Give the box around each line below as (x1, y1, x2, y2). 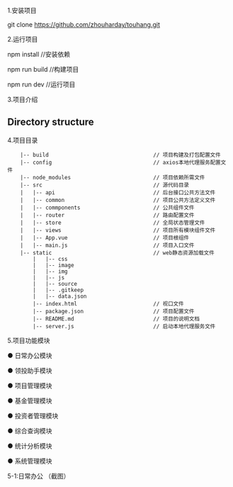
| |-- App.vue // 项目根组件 (20, 234, 190, 241)
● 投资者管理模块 (7, 411, 59, 420)
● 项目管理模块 (7, 381, 52, 390)
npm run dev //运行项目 (7, 80, 76, 89)
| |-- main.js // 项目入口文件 (20, 242, 195, 249)
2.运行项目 (7, 35, 38, 43)
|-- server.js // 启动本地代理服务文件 (33, 323, 216, 330)
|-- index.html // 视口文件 (33, 300, 184, 307)
